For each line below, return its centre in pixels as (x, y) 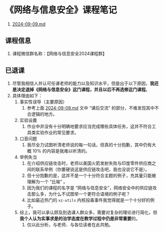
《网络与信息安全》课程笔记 (61, 10)
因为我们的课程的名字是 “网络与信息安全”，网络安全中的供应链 (90, 188)
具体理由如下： (27, 95)
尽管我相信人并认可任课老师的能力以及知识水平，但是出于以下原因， (81, 83)
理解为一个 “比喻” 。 (47, 181)
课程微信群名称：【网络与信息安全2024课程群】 (59, 53)
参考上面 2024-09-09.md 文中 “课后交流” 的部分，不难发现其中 (91, 108)
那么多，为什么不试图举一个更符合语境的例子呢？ (81, 194)
